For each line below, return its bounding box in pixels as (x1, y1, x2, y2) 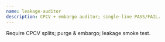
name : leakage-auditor (6, 8, 61, 14)
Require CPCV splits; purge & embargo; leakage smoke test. (6, 29, 151, 36)
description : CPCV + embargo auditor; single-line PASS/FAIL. (6, 14, 161, 20)
